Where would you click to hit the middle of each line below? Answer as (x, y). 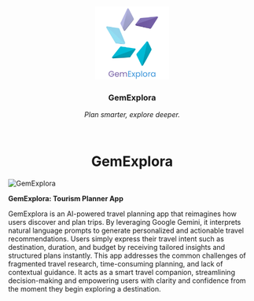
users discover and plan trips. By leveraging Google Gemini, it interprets (125, 222)
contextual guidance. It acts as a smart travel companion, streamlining (122, 273)
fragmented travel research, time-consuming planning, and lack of (116, 264)
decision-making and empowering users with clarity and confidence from (127, 281)
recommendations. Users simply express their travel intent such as (116, 239)
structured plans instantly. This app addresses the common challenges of (127, 255)
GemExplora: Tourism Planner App (66, 199)
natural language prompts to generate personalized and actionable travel (126, 231)
